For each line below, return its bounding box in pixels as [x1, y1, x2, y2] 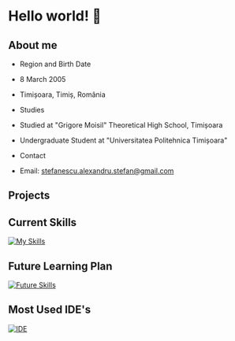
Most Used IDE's [8, 303, 91, 317]
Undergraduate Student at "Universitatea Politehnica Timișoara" [19, 135, 228, 145]
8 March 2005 [19, 75, 66, 83]
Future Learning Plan [8, 259, 113, 272]
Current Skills [8, 216, 77, 229]
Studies [19, 106, 45, 114]
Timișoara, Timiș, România [19, 90, 106, 99]
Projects [8, 189, 50, 202]
